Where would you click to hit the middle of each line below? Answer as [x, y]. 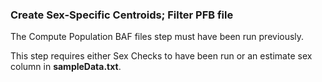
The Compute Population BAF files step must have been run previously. [157, 37]
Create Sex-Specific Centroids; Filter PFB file [122, 15]
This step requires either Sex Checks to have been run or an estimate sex [161, 56]
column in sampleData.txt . [66, 67]
